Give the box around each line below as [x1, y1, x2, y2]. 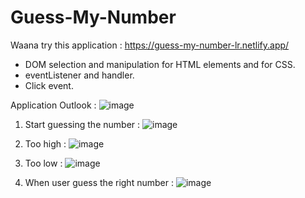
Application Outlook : [10, 99, 97, 111]
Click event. [24, 79, 74, 91]
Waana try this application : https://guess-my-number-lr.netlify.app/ [10, 39, 290, 51]
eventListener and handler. [24, 69, 135, 81]
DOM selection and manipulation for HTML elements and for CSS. [24, 58, 296, 70]
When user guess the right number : [24, 176, 174, 188]
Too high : [24, 137, 67, 150]
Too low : [24, 157, 63, 169]
